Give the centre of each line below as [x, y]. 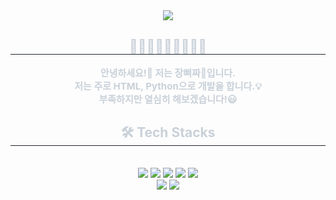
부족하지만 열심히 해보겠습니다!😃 [168, 99]
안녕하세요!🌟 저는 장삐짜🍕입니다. [168, 72]
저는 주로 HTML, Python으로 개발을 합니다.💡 [168, 86]
